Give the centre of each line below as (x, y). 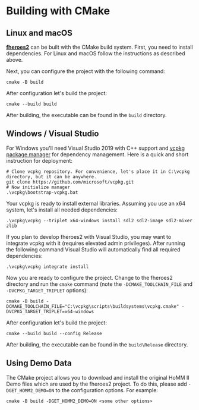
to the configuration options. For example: (107, 390)
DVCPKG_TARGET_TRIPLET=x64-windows (50, 311)
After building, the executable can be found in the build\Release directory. (97, 344)
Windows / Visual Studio (53, 134)
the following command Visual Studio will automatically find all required (93, 249)
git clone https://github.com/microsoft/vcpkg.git (70, 182)
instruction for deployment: (40, 160)
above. (15, 60)
